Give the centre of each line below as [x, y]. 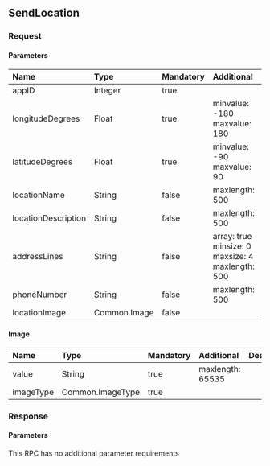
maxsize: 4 [233, 256]
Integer [107, 90]
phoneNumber [40, 295]
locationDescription [49, 218]
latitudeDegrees [43, 162]
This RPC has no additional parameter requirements [94, 453]
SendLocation [44, 13]
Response [28, 416]
